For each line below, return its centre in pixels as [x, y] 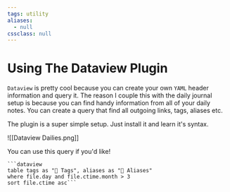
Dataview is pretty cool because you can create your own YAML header [108, 88]
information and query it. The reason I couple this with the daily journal [110, 95]
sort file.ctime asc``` [42, 183]
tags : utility [28, 14]
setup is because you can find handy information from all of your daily [109, 103]
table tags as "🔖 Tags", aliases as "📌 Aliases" [80, 171]
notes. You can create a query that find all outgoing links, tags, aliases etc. [115, 111]
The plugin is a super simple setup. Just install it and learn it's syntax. [108, 124]
